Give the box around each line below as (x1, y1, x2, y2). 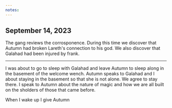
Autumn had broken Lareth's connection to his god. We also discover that (5, 45, 160, 51)
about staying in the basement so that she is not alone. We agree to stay (5, 76, 158, 82)
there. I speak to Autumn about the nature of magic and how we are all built (5, 82, 164, 88)
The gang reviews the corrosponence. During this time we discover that (5, 40, 157, 46)
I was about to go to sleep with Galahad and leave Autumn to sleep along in (5, 65, 164, 71)
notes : (5, 7, 19, 13)
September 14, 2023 (5, 26, 72, 35)
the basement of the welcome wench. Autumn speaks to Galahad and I (5, 71, 155, 77)
